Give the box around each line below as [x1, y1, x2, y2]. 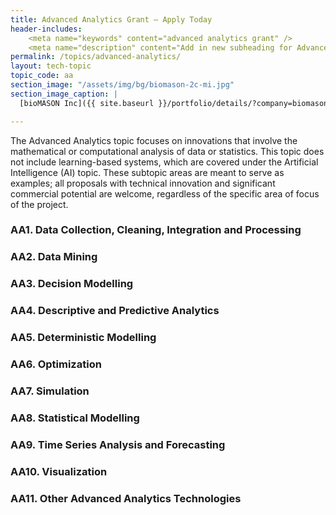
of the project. [10, 198, 69, 210]
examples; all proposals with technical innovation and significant [10, 177, 276, 189]
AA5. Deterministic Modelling [10, 331, 157, 345]
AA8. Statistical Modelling [10, 411, 140, 425]
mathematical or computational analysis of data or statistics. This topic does [10, 145, 325, 157]
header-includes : [10, 24, 83, 34]
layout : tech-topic [10, 61, 92, 71]
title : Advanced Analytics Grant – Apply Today [10, 14, 213, 25]
